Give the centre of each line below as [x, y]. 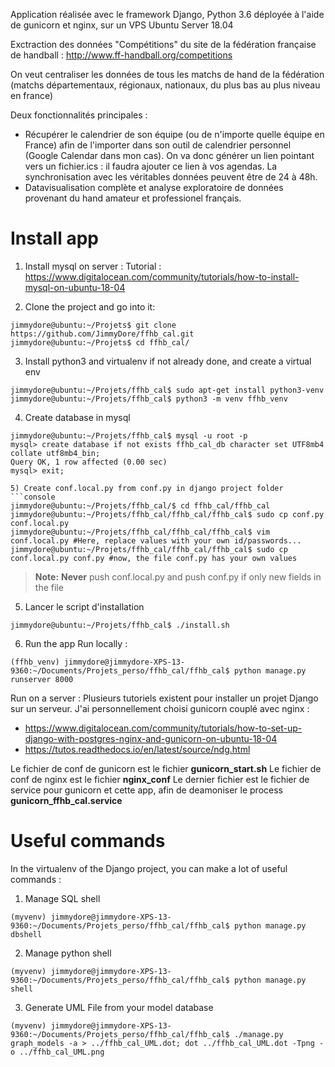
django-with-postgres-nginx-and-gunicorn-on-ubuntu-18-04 [151, 738]
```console [33, 497]
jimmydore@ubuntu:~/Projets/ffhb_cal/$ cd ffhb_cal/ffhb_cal [140, 505]
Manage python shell [68, 953]
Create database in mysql [77, 417]
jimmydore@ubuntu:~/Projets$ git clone [93, 325]
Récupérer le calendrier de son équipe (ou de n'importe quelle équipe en [174, 134]
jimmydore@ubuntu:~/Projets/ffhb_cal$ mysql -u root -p [129, 435]
